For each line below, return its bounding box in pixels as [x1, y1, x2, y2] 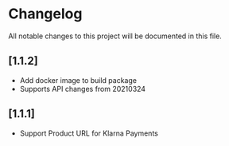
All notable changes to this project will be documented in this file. [8, 31, 223, 41]
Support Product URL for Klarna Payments [19, 128, 159, 138]
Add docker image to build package [19, 75, 138, 85]
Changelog [8, 5, 83, 23]
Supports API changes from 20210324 [19, 84, 146, 93]
